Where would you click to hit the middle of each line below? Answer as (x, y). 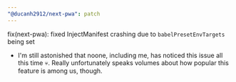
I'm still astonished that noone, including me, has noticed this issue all (120, 55)
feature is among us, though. (60, 71)
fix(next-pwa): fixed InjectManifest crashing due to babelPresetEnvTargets (116, 34)
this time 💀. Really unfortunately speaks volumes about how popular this (123, 63)
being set (21, 41)
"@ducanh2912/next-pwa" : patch (54, 14)
